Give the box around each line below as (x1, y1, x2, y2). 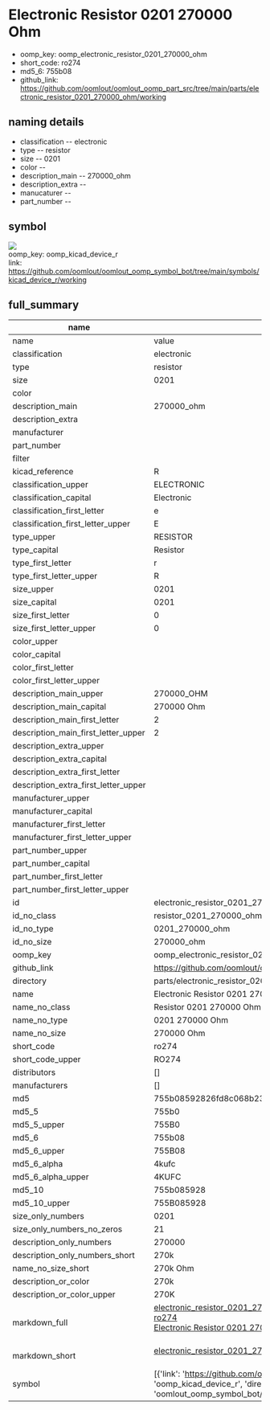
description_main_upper (12, 688, 104, 699)
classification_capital (12, 492, 92, 503)
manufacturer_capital (12, 805, 92, 817)
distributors (12, 1067, 56, 1078)
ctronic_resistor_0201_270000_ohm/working (19, 92, 167, 101)
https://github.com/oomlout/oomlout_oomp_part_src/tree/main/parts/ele (19, 83, 260, 93)
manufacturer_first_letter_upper (12, 832, 132, 843)
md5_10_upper (12, 1198, 70, 1209)
